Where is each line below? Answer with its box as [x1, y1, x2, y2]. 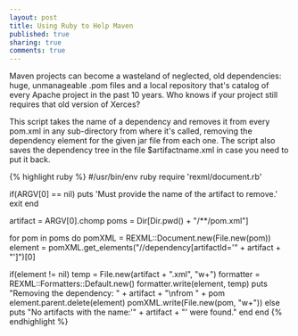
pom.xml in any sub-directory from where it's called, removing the [9, 126, 252, 136]
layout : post [9, 12, 58, 22]
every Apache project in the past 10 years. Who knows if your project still [9, 90, 278, 101]
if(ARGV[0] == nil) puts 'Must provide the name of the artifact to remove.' [9, 189, 278, 200]
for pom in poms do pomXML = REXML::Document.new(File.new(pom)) [9, 233, 271, 243]
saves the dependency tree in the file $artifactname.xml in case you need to [9, 144, 289, 156]
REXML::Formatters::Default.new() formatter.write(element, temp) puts [9, 278, 268, 290]
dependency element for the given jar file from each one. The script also [9, 135, 276, 146]
